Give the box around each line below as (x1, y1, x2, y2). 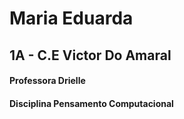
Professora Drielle (9, 75, 86, 87)
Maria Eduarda (9, 7, 134, 30)
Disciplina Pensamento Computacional (9, 97, 174, 109)
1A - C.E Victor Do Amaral (9, 47, 172, 64)
